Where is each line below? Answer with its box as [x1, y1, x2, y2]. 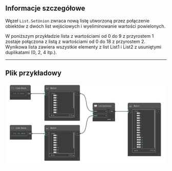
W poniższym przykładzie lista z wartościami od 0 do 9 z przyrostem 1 [5, 33, 154, 39]
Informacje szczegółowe [5, 4, 85, 13]
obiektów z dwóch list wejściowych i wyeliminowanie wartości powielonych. [5, 23, 166, 29]
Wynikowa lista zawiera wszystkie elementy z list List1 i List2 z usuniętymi [5, 43, 162, 50]
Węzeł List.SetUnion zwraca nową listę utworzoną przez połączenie [5, 17, 150, 23]
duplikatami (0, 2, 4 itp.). [5, 49, 57, 55]
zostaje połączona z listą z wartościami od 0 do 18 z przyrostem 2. [5, 38, 146, 44]
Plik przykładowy [5, 69, 62, 78]
